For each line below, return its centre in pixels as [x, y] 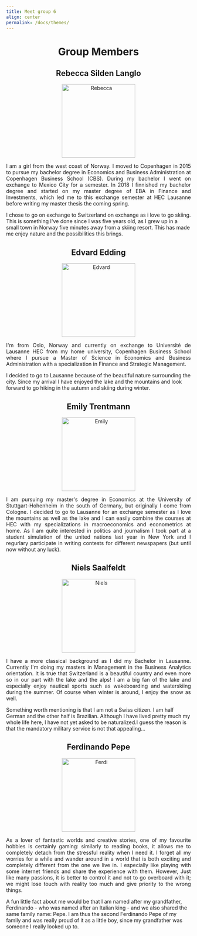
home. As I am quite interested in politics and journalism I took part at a [98, 531]
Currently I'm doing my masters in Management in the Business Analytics [98, 667]
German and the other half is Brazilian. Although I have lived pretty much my [98, 716]
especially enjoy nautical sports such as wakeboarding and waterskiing [98, 686]
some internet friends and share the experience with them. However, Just [98, 871]
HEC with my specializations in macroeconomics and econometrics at [98, 524]
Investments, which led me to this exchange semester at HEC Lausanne [98, 197]
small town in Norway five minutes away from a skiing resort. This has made [98, 228]
